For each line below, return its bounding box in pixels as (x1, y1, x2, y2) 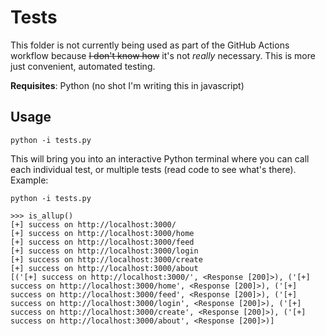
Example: (10, 174, 49, 186)
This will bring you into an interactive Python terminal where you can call (10, 152, 310, 165)
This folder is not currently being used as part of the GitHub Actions (10, 39, 290, 51)
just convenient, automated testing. (10, 60, 156, 72)
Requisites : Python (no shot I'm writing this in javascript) (10, 79, 245, 91)
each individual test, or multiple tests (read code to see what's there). (10, 163, 297, 175)
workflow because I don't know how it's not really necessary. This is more (10, 49, 316, 61)
